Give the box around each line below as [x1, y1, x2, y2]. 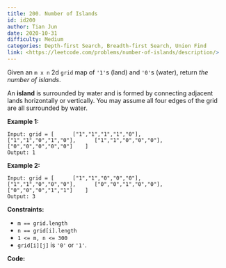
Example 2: [7, 161, 40, 169]
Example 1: [7, 117, 40, 125]
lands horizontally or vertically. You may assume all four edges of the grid [7, 96, 218, 104]
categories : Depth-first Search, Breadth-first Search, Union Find [7, 42, 207, 49]
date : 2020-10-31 [7, 29, 58, 37]
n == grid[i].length [17, 227, 77, 234]
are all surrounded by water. [7, 104, 88, 112]
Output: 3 [7, 193, 36, 200]
